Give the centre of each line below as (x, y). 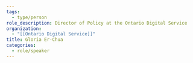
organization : (24, 28)
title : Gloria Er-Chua (35, 40)
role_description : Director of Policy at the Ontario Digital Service (97, 23)
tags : (13, 12)
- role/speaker (31, 51)
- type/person (29, 17)
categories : (21, 46)
